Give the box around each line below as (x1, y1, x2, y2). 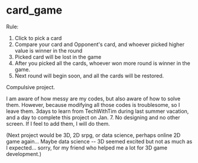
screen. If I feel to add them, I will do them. (6, 120, 111, 127)
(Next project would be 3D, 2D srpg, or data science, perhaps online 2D (6, 131, 181, 139)
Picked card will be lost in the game (14, 53, 102, 60)
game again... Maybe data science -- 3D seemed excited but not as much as (6, 138, 193, 145)
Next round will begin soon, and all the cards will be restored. (14, 72, 164, 79)
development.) (6, 150, 41, 157)
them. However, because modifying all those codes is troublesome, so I (6, 101, 180, 108)
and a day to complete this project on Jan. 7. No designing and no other (6, 113, 180, 121)
